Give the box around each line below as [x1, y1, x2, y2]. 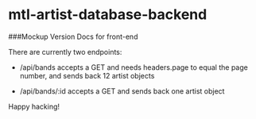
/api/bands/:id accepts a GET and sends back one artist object [19, 86, 225, 96]
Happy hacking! [8, 102, 60, 111]
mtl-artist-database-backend [8, 6, 208, 24]
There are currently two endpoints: [8, 47, 122, 56]
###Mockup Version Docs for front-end [8, 32, 138, 41]
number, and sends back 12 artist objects [19, 71, 155, 80]
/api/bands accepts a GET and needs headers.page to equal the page [19, 62, 248, 72]
